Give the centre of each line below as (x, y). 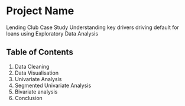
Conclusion (28, 98)
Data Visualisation (37, 73)
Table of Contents (40, 52)
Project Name (40, 11)
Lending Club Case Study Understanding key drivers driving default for (92, 27)
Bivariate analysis (36, 91)
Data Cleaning (32, 66)
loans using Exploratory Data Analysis (52, 33)
